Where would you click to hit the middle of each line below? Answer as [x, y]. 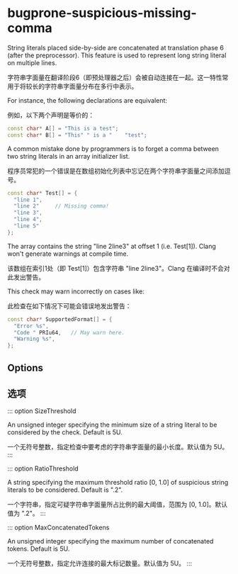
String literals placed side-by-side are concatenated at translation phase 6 [116, 47]
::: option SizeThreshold [42, 411]
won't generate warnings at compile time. [68, 254]
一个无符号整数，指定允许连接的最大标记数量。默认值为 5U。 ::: [100, 563]
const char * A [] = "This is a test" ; [63, 128]
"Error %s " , [32, 326]
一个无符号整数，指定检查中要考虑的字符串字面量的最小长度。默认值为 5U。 [118, 447]
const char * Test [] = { [42, 193]
